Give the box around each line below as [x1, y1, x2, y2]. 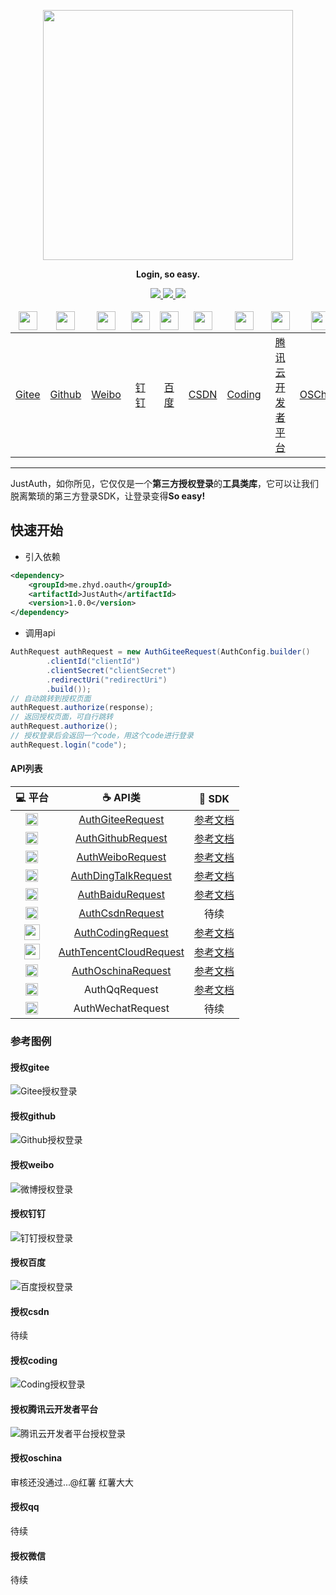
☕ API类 [101, 791, 141, 805]
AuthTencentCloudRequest [58, 945, 185, 959]
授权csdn [10, 1305, 50, 1317]
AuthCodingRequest [73, 925, 169, 939]
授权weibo [10, 1158, 55, 1170]
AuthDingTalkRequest [70, 869, 173, 883]
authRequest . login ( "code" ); [10, 740, 128, 750]
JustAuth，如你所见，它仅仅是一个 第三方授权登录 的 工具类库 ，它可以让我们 [10, 478, 320, 489]
